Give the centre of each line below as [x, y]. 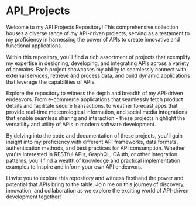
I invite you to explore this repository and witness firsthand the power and [95, 178]
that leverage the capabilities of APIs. [51, 82]
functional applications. [34, 46]
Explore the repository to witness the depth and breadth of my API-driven [94, 93]
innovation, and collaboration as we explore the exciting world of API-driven [97, 190]
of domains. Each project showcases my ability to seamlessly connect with [96, 69]
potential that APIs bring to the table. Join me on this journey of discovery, [95, 184]
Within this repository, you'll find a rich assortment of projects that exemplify [98, 57]
